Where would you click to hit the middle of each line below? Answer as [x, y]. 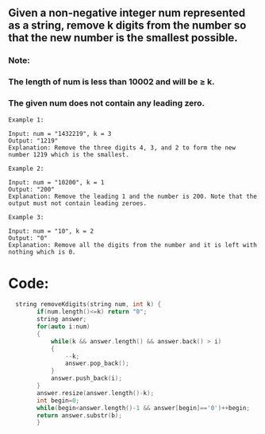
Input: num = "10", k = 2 [51, 231]
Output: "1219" [33, 141]
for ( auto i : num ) [63, 327]
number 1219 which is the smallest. [69, 154]
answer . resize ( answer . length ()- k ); [96, 393]
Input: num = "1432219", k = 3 [60, 134]
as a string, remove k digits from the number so [127, 26]
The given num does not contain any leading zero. [106, 103]
